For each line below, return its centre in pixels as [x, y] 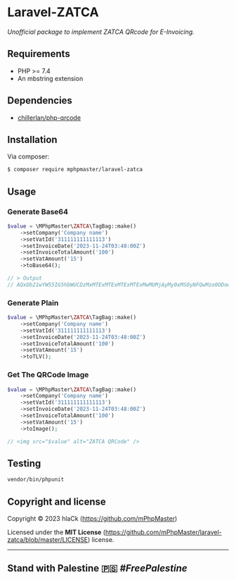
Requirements [39, 54]
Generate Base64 [38, 211]
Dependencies [40, 100]
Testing [24, 463]
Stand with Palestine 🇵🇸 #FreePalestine [97, 568]
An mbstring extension [50, 78]
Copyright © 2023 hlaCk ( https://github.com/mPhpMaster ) [92, 519]
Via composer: [28, 156]
